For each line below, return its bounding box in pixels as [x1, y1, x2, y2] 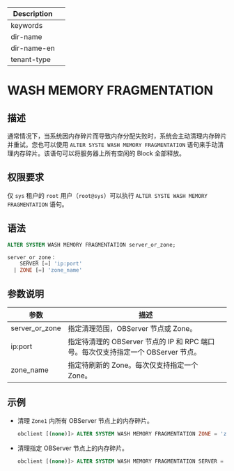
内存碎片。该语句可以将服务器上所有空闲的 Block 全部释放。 [13, 149, 186, 157]
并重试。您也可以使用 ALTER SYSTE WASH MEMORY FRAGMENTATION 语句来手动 [7, 141, 218, 148]
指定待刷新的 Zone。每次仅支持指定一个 [68, 360, 198, 370]
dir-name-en [10, 43, 56, 53]
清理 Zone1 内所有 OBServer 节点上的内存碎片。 [17, 416, 153, 424]
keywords [10, 21, 43, 30]
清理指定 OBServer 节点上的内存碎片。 [17, 444, 129, 452]
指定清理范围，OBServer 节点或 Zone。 [68, 323, 197, 333]
